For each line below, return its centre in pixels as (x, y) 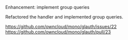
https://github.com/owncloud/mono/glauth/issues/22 (61, 26)
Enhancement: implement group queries (47, 7)
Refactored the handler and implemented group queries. (64, 17)
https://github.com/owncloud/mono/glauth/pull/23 (58, 32)
